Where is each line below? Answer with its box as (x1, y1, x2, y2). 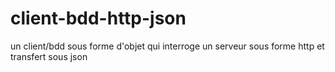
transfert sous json (10, 50, 88, 62)
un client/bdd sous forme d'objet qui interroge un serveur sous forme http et (10, 40, 325, 52)
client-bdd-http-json (10, 7, 187, 30)
